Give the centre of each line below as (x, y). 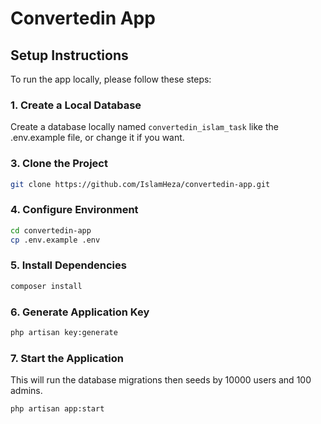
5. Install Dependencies (68, 265)
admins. (26, 391)
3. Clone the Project (59, 164)
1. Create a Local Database (76, 105)
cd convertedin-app (51, 230)
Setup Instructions (69, 55)
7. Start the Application (67, 358)
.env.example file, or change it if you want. (97, 138)
